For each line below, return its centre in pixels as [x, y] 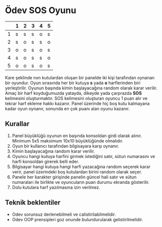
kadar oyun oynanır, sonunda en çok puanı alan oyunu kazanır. [67, 108]
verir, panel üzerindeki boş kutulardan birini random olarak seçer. [77, 172]
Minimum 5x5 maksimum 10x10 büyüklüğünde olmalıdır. [68, 140]
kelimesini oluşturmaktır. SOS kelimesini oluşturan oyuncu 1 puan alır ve [76, 98]
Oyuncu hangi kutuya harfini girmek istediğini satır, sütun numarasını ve [83, 156]
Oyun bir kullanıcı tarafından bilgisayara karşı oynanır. [65, 146]
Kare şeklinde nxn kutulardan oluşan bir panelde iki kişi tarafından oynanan [80, 77]
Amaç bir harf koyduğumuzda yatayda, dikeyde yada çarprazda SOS [73, 93]
